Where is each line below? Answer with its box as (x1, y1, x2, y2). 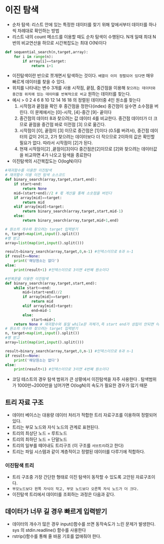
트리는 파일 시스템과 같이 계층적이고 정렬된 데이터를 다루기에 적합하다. (12, 449, 145, 455)
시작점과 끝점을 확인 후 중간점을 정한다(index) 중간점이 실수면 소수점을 (19, 103, 154, 109)
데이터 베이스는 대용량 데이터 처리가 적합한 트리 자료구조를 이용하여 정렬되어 (12, 412, 157, 418)
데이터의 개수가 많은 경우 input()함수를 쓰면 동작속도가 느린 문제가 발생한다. (12, 521, 156, 527)
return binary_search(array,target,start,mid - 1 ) (22, 209, 123, 214)
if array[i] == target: (22, 59, 67, 64)
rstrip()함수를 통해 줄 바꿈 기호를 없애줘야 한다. (12, 533, 102, 539)
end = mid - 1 (31, 308, 51, 313)
